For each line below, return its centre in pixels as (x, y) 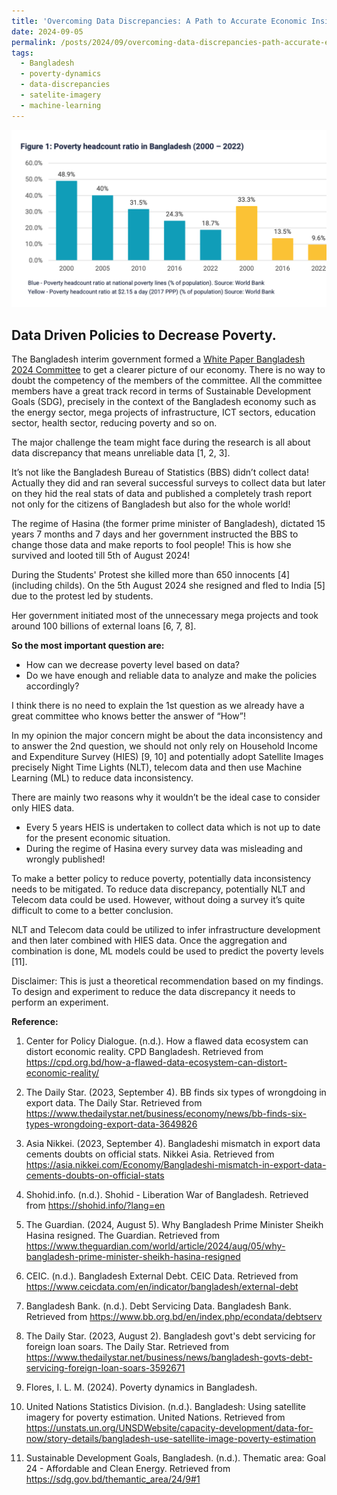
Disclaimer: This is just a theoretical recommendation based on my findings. (167, 981)
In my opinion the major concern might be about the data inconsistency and (167, 735)
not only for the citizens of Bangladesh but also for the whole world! (151, 504)
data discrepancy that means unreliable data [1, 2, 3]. (121, 452)
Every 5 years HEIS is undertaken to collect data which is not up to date (173, 827)
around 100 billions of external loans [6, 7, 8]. (104, 626)
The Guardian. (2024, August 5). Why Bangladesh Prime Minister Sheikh (174, 1224)
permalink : (34, 42)
